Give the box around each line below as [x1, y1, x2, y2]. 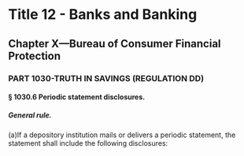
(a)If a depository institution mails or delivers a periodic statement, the [8, 130, 236, 139]
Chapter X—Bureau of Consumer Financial [8, 37, 222, 50]
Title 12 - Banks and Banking [8, 6, 198, 24]
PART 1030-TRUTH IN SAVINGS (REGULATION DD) [8, 72, 205, 84]
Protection [8, 49, 61, 62]
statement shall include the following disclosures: [8, 139, 168, 148]
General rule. [8, 110, 53, 120]
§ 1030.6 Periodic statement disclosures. [8, 92, 146, 102]
